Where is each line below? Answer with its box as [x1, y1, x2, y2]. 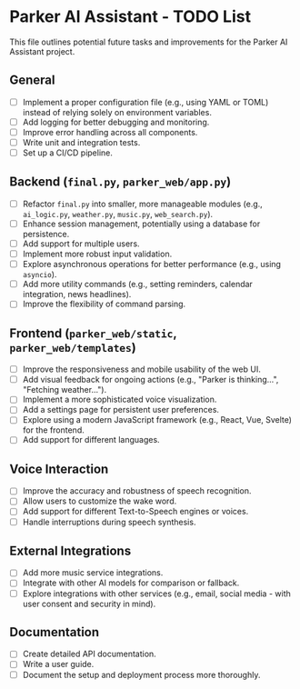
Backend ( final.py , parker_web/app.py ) [9, 175, 232, 190]
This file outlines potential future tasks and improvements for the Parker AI [9, 36, 288, 47]
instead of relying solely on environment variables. [22, 106, 212, 117]
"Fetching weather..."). [22, 384, 107, 395]
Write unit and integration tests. [22, 136, 141, 147]
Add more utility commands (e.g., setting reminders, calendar [22, 279, 253, 290]
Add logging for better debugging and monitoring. [22, 116, 210, 127]
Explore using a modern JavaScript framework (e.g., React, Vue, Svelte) [22, 414, 293, 425]
